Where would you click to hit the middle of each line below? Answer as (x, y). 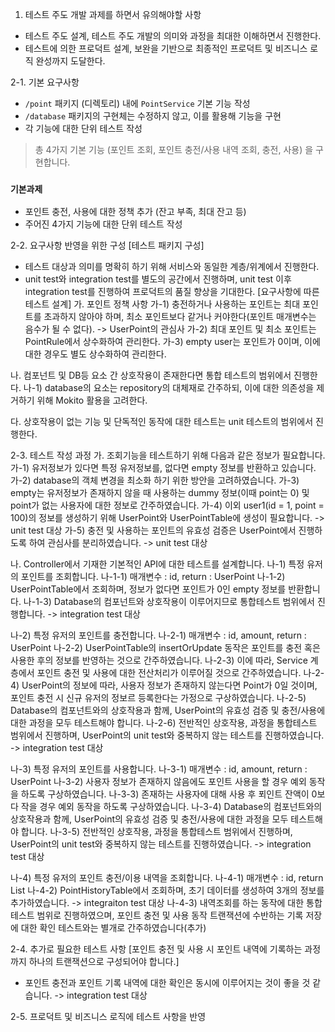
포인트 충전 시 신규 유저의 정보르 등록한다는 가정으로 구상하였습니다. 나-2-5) (158, 698)
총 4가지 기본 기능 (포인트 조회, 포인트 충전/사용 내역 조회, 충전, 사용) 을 (174, 149)
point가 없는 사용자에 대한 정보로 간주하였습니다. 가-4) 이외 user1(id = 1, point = (167, 505)
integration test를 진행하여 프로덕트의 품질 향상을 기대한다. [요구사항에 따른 (172, 292)
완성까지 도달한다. (70, 61)
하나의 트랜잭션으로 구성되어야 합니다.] (104, 962)
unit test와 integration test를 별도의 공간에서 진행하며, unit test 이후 (158, 279)
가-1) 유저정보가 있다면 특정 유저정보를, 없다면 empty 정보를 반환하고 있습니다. (163, 468)
